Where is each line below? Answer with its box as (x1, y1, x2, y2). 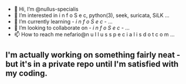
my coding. (5, 68, 48, 79)
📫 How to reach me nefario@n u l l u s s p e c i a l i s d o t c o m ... (13, 31, 175, 38)
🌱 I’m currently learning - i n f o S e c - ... (13, 18, 113, 25)
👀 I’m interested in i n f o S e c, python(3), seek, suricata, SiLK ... (13, 12, 170, 19)
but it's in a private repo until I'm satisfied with (5, 59, 179, 69)
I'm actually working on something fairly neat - (5, 50, 181, 60)
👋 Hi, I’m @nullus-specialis (13, 6, 79, 12)
